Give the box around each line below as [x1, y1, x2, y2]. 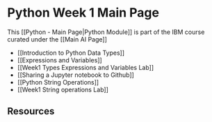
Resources [7, 105, 55, 117]
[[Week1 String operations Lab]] [17, 85, 109, 94]
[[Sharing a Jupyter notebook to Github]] [17, 71, 134, 79]
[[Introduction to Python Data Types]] [17, 49, 125, 57]
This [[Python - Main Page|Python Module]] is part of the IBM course [7, 28, 205, 36]
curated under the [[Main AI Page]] [7, 35, 108, 43]
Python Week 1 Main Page [7, 5, 160, 21]
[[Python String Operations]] [17, 78, 99, 86]
